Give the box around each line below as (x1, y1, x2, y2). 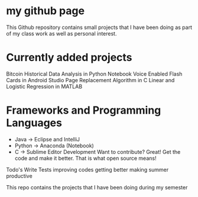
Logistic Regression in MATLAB (6, 83, 83, 90)
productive (6, 172, 33, 179)
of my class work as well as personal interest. (6, 30, 117, 37)
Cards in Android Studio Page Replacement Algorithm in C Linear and (6, 76, 175, 83)
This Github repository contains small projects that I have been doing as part (6, 24, 192, 31)
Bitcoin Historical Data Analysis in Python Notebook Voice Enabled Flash (6, 70, 183, 77)
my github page (6, 4, 85, 18)
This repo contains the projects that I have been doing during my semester (6, 183, 188, 190)
